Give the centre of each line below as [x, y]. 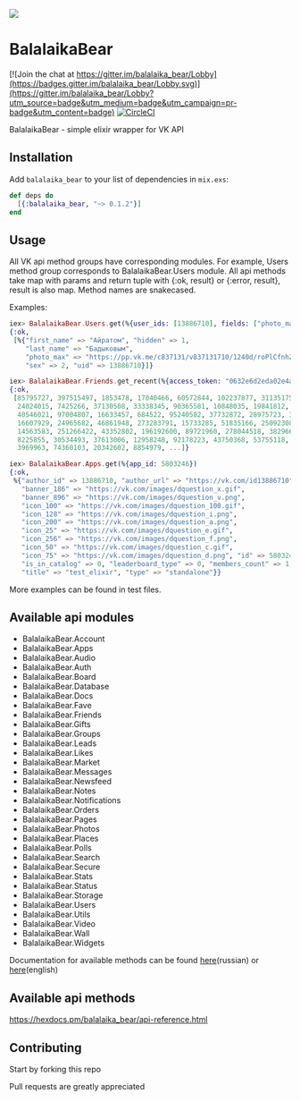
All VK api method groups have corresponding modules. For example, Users [149, 262]
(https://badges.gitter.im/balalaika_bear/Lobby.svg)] [105, 83]
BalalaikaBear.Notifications [71, 800]
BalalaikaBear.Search [61, 858]
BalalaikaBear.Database [66, 686]
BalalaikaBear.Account [63, 639]
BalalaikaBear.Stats [58, 877]
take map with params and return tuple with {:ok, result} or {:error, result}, [145, 281]
